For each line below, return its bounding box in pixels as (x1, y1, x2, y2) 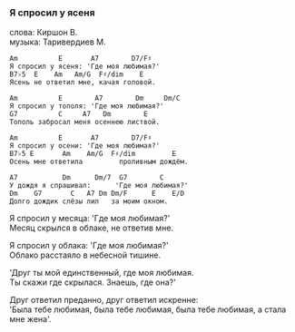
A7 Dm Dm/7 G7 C (9, 173, 165, 182)
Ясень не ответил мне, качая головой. (9, 78, 156, 87)
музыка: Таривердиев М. (9, 36, 106, 47)
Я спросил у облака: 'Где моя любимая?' (9, 240, 170, 251)
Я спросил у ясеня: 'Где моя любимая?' (9, 62, 161, 72)
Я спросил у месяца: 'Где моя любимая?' (9, 213, 171, 224)
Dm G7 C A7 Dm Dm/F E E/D (9, 189, 184, 199)
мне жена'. (9, 314, 52, 325)
